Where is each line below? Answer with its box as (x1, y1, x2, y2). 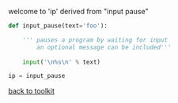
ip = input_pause (8, 72, 66, 80)
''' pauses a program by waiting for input (22, 35, 169, 44)
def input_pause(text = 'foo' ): (8, 22, 108, 30)
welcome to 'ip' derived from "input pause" (8, 7, 149, 16)
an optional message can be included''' (36, 43, 172, 51)
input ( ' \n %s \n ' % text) (22, 58, 101, 66)
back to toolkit (8, 86, 55, 96)
